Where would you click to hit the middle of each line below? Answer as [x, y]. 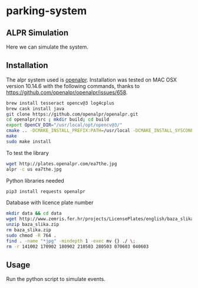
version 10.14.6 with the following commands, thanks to [73, 86]
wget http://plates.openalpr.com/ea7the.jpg [62, 164]
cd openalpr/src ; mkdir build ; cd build [58, 119]
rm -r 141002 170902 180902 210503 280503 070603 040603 [77, 247]
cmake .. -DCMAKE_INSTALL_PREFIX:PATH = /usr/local [68, 131]
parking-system [47, 11]
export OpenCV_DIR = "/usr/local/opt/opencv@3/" [64, 125]
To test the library [27, 153]
